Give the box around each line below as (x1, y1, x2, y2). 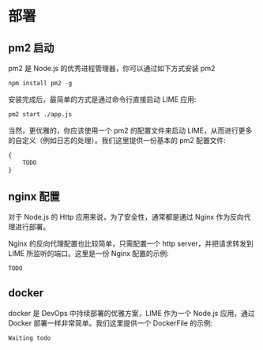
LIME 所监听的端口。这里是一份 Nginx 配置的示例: (8, 249, 170, 258)
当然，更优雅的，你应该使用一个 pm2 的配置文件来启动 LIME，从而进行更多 (8, 126, 253, 135)
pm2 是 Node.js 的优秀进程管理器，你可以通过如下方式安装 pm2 (8, 64, 216, 73)
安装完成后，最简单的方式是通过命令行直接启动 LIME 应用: (8, 94, 197, 103)
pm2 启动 (8, 41, 54, 55)
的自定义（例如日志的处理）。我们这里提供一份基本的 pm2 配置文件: (8, 135, 227, 145)
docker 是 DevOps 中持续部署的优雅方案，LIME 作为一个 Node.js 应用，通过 (8, 308, 255, 318)
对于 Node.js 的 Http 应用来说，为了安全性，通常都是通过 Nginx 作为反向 (8, 213, 244, 222)
